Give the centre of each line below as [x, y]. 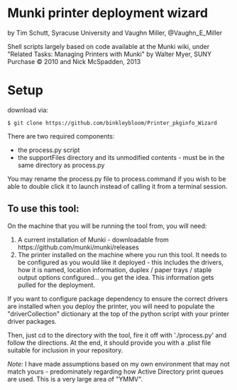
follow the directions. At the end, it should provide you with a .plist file [109, 342]
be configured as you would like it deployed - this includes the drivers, [120, 262]
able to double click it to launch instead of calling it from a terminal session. [117, 186]
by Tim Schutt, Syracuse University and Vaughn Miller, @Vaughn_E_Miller [115, 33]
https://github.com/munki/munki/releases [78, 247]
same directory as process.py [61, 165]
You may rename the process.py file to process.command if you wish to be [117, 178]
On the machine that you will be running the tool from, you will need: [107, 226]
